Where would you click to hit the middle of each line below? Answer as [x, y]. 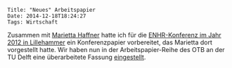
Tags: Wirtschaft [33, 22]
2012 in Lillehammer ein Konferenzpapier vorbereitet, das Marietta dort [110, 42]
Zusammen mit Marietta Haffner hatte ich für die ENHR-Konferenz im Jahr [114, 35]
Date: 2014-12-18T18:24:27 [47, 16]
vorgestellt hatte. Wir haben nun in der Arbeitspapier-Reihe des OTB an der [116, 50]
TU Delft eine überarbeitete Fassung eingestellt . [77, 57]
